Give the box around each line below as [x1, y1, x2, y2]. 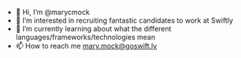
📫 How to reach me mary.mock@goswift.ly [15, 42, 158, 50]
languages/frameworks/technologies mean [15, 32, 156, 42]
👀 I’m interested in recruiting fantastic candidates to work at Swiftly [15, 16, 234, 25]
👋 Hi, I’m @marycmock [15, 8, 91, 16]
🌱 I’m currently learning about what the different [15, 24, 172, 33]
